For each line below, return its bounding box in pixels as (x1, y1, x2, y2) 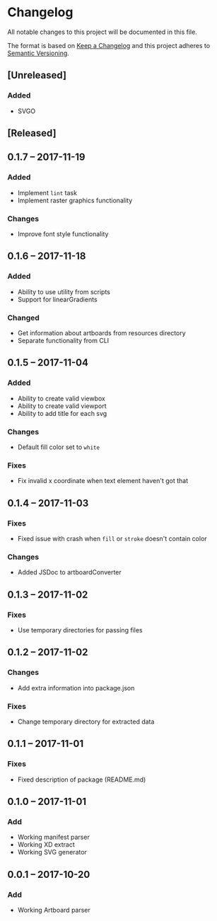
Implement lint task (17, 188, 78, 197)
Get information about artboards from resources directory (17, 328, 186, 337)
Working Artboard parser (17, 905, 90, 914)
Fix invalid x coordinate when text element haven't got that (17, 477, 189, 485)
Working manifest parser (17, 833, 90, 842)
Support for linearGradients (17, 295, 98, 303)
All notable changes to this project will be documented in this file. (7, 28, 198, 36)
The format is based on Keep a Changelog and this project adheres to (7, 41, 211, 50)
